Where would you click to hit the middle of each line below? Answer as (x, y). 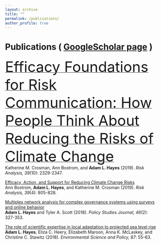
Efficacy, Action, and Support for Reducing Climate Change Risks (70, 182)
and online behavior (25, 207)
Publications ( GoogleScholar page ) (79, 47)
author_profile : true (27, 23)
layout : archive (21, 9)
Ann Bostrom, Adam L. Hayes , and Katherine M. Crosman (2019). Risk (75, 188)
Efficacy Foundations (77, 67)
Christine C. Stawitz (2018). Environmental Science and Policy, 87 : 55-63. (78, 237)
